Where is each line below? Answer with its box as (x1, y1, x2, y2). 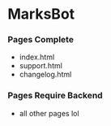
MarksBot (7, 5, 75, 24)
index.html (19, 52, 55, 62)
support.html (19, 61, 62, 71)
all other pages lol (19, 108, 79, 118)
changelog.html (19, 70, 72, 80)
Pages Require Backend (7, 90, 103, 102)
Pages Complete (7, 34, 75, 46)
